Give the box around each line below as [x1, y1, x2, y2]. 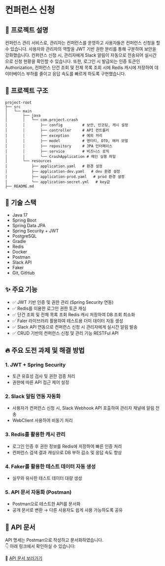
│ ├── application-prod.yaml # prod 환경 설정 [5, 174, 125, 179]
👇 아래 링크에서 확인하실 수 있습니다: [5, 543, 76, 549]
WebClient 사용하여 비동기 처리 [12, 418, 73, 424]
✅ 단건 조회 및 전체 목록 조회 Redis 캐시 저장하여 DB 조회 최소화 [12, 312, 135, 318]
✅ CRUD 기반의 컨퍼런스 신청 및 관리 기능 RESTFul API [12, 330, 119, 336]
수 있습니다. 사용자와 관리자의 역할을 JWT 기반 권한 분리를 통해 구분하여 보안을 [5, 46, 157, 52]
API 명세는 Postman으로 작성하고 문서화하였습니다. [5, 537, 103, 543]
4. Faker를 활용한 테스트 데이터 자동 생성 [5, 463, 96, 470]
